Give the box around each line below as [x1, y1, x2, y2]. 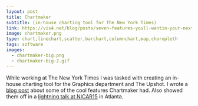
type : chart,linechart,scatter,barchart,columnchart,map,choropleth [6, 36, 178, 42]
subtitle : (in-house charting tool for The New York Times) [6, 19, 157, 25]
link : [6, 25, 19, 31]
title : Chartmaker [6, 14, 51, 20]
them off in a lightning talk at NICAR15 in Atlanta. [6, 92, 124, 100]
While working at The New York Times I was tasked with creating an [6, 74, 171, 81]
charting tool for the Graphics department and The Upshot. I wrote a [22, 80, 189, 87]
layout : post [6, 8, 38, 15]
